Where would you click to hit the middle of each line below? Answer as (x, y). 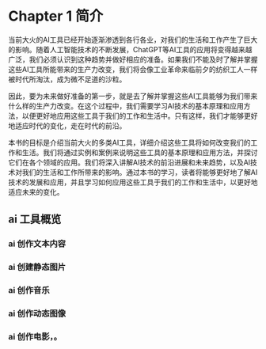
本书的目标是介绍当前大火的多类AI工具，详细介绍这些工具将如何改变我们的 (129, 142)
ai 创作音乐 (29, 290)
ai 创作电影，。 (35, 336)
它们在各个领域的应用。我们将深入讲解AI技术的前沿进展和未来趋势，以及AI (129, 162)
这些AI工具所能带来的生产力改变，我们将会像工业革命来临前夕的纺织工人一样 (133, 69)
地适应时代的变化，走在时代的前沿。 (67, 125)
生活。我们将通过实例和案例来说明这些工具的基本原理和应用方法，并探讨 (140, 152)
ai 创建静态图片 (37, 267)
